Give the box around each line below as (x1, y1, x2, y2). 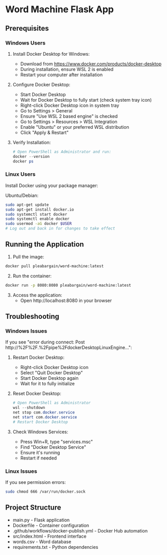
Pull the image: (12, 253, 44, 260)
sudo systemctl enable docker (5, 216, 70, 222)
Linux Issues (5, 468, 37, 475)
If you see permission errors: (5, 479, 66, 485)
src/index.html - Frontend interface (12, 533, 87, 539)
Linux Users (5, 171, 36, 178)
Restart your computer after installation (20, 72, 103, 78)
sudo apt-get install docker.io (5, 207, 74, 212)
